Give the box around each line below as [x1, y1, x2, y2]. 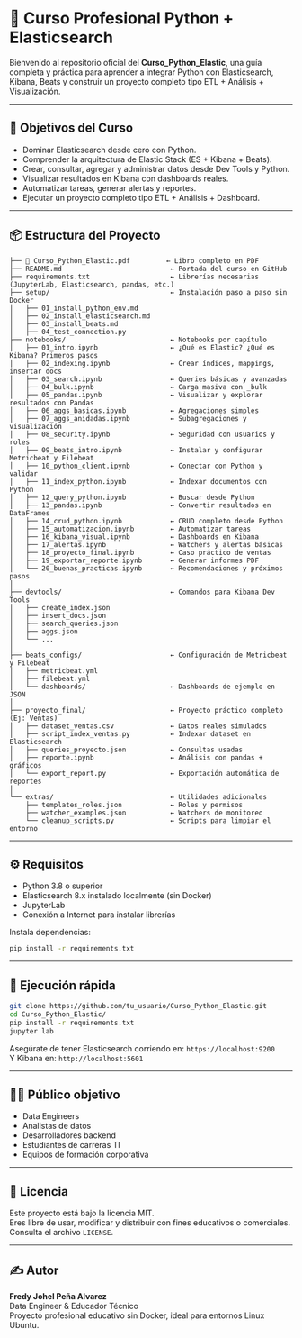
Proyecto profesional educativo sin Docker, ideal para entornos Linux [9, 1310, 265, 1321]
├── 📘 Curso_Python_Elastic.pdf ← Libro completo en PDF [9, 256, 259, 265]
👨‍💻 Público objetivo [9, 1087, 120, 1102]
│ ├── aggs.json [9, 626, 78, 636]
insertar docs [9, 367, 63, 376]
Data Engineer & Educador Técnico [9, 1301, 139, 1311]
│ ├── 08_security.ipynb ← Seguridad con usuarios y [9, 430, 276, 439]
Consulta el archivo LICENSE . [9, 1227, 114, 1238]
